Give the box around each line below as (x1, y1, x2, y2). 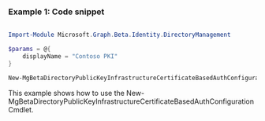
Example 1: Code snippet (8, 6, 105, 17)
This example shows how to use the (8, 88, 125, 97)
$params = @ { (8, 46, 51, 53)
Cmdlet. (8, 104, 34, 114)
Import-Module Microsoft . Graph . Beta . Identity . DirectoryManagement (8, 31, 231, 39)
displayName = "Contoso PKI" (22, 53, 118, 60)
